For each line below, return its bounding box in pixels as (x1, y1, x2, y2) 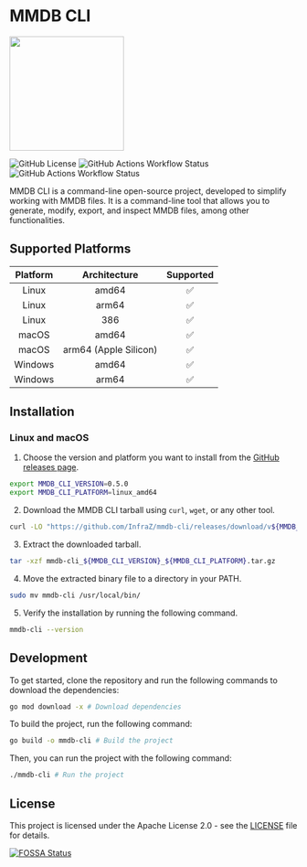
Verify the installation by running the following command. (22, 607, 238, 618)
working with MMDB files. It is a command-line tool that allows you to (9, 195, 270, 206)
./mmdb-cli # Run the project (9, 770, 125, 780)
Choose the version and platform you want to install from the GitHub (22, 452, 281, 463)
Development (9, 650, 89, 666)
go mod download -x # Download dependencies (9, 701, 182, 712)
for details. (9, 830, 50, 840)
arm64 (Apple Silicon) (62, 343, 158, 356)
